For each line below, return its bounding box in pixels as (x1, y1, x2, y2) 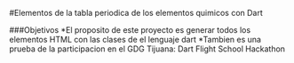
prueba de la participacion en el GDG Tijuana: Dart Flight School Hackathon (9, 43, 286, 54)
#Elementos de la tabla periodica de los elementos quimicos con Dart (9, 8, 264, 18)
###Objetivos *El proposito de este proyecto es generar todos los (9, 25, 251, 35)
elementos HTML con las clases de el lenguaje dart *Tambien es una (9, 35, 262, 44)
